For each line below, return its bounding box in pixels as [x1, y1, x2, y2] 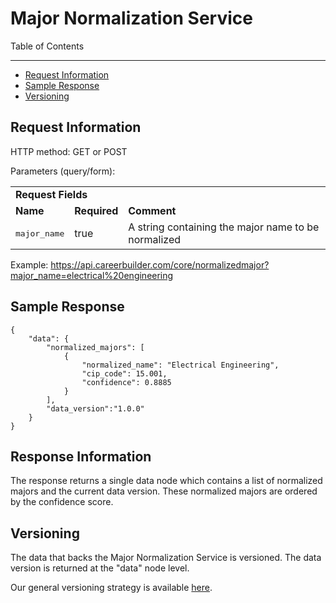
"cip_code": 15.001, [81, 368, 168, 379]
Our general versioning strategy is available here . [10, 582, 213, 594]
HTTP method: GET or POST [10, 145, 128, 157]
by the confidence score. [10, 496, 114, 508]
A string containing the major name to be [128, 220, 320, 234]
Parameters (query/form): [10, 165, 116, 177]
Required [74, 203, 119, 217]
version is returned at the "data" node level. [10, 562, 190, 574]
